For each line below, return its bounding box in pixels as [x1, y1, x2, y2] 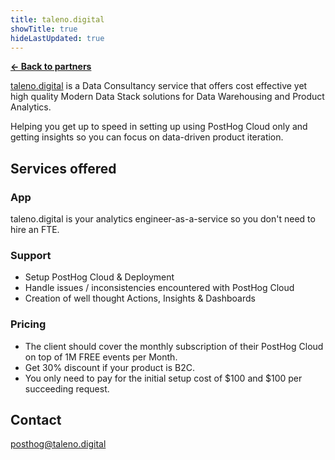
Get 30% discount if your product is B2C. [24, 361, 195, 373]
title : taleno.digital [10, 14, 105, 25]
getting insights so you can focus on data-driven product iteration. [10, 131, 284, 143]
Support [10, 248, 52, 262]
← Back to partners [10, 61, 92, 73]
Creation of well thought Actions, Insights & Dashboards [24, 292, 256, 305]
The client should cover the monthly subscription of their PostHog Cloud [24, 340, 324, 352]
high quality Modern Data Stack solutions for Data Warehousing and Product [10, 91, 325, 103]
